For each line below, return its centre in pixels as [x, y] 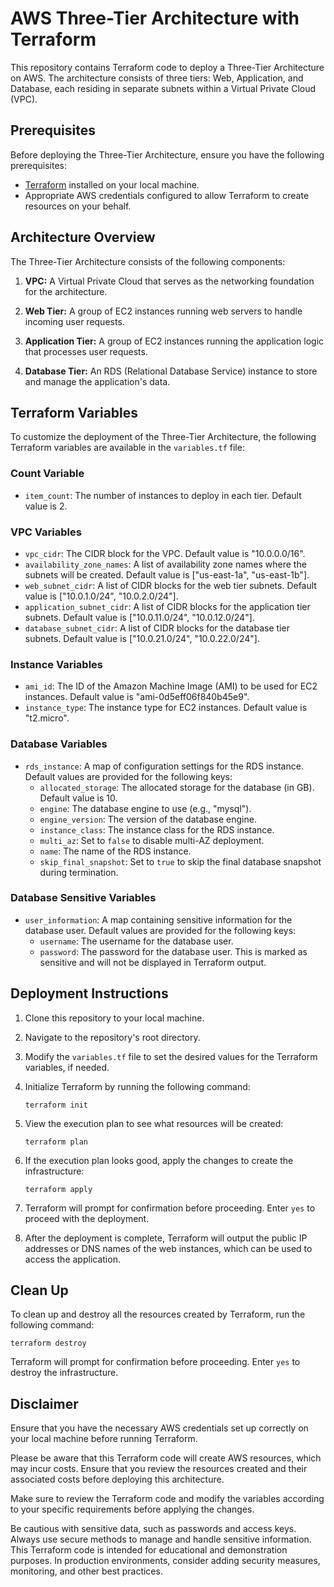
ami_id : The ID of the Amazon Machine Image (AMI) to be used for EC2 [171, 686]
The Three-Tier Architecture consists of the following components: [148, 261]
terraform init [56, 1105]
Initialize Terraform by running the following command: [137, 1086]
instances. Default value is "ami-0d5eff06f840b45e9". [137, 697]
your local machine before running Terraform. [104, 1439]
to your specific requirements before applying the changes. [132, 1509]
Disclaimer [44, 1403]
